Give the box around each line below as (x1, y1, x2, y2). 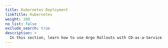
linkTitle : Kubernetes (5, 12, 52, 17)
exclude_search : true (5, 26, 50, 31)
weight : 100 (5, 16, 30, 21)
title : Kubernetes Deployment (5, 7, 68, 12)
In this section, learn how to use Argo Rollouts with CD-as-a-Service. (9, 35, 164, 40)
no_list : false (5, 21, 37, 26)
